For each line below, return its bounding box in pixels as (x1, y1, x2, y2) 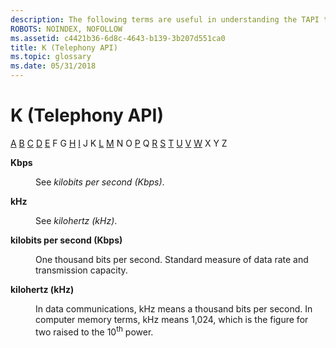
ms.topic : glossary (10, 52, 92, 62)
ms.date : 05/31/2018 (10, 61, 97, 71)
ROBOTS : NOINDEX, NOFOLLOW (10, 24, 123, 34)
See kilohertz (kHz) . (35, 214, 118, 226)
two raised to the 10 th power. (35, 324, 154, 338)
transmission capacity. (35, 264, 128, 276)
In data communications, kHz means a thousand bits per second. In (35, 302, 313, 315)
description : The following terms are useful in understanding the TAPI (10, 14, 320, 25)
